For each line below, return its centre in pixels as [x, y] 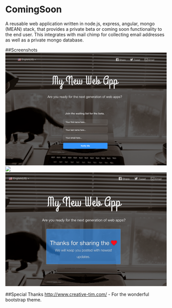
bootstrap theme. [24, 300]
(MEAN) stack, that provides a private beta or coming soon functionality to [84, 29]
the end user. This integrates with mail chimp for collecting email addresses [85, 34]
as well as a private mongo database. [45, 40]
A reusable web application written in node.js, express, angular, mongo [80, 24]
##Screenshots [21, 50]
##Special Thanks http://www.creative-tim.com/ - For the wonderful [77, 294]
